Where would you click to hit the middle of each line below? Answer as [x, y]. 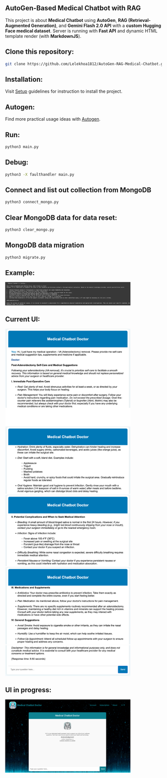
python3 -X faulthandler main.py [40, 174]
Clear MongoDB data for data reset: [61, 218]
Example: [20, 273]
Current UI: [23, 319]
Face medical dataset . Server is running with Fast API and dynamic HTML [81, 31]
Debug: [17, 162]
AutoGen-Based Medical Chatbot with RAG [73, 8]
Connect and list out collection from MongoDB [78, 190]
